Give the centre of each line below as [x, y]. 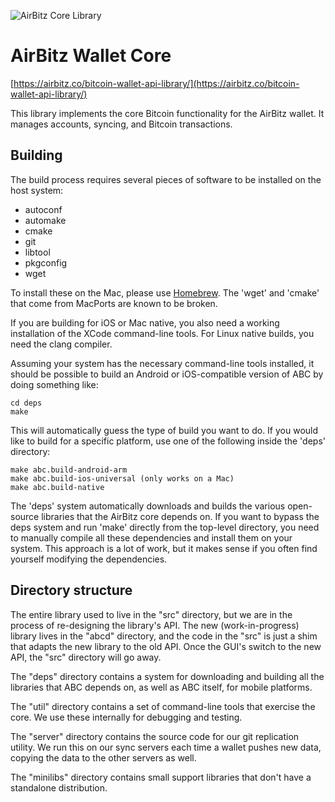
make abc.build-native [57, 487]
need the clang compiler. [61, 344]
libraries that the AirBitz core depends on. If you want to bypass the [180, 516]
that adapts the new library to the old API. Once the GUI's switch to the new [166, 646]
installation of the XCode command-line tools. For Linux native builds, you [162, 333]
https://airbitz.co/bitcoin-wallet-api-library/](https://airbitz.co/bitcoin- [156, 83]
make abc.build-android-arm [69, 470]
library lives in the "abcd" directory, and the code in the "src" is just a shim [164, 636]
